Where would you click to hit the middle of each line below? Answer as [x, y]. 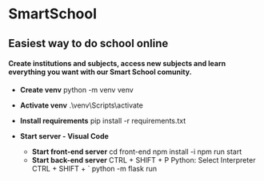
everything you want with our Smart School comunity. [100, 72]
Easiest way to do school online [88, 43]
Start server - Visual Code [64, 136]
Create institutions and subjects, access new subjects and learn [117, 64]
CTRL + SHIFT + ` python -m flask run [94, 168]
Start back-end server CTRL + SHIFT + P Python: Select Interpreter [144, 159]
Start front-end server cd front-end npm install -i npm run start [137, 151]
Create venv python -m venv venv [76, 89]
